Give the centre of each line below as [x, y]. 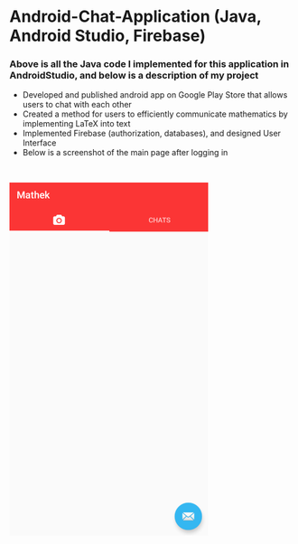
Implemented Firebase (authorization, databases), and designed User [152, 134]
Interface [39, 143]
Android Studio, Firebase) [107, 36]
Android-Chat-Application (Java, [135, 17]
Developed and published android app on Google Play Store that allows [155, 95]
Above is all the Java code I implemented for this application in [149, 64]
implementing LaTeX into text [76, 124]
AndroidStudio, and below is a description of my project [134, 76]
